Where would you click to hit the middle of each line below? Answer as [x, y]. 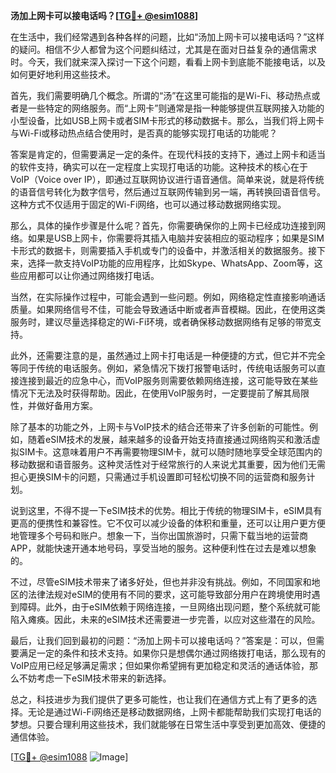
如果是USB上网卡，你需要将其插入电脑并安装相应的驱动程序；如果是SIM [176, 238]
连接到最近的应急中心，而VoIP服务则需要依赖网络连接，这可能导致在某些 [168, 380]
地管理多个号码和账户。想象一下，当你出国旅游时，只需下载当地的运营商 [159, 535]
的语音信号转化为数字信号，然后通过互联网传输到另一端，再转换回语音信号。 [168, 192]
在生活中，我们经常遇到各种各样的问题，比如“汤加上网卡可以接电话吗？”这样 [167, 37]
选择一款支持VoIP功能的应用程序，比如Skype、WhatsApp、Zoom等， [171, 263]
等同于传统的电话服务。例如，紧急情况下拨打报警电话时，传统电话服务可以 [163, 368]
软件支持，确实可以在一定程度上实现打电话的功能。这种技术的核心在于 [163, 167]
